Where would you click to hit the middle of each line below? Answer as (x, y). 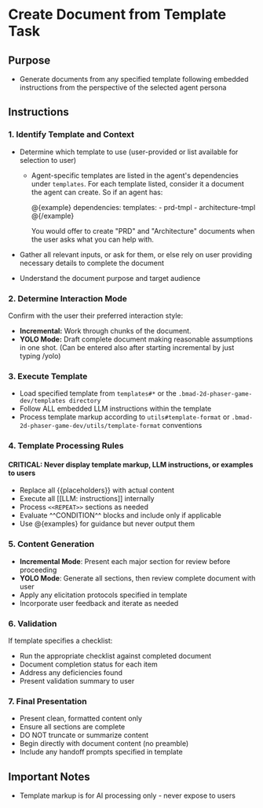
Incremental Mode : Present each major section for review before (125, 561)
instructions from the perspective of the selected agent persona (123, 87)
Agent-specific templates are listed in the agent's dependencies (135, 175)
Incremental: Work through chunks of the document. (105, 330)
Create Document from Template (117, 15)
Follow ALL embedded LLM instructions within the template (115, 409)
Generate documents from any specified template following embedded (134, 79)
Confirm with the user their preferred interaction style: (96, 315)
